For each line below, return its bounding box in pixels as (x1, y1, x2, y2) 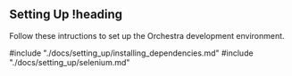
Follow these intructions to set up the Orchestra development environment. (9, 30, 285, 41)
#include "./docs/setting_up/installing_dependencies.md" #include (9, 48, 254, 58)
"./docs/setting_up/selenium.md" (9, 57, 130, 67)
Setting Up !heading (9, 7, 123, 22)
